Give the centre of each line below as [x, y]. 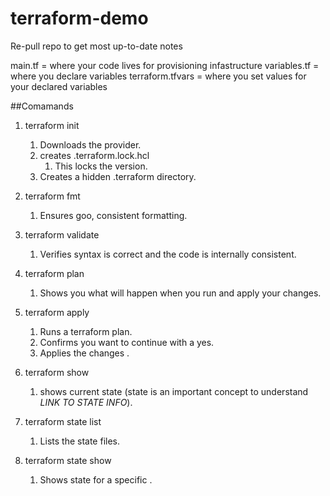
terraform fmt [52, 196]
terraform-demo [79, 18]
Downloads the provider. [90, 144]
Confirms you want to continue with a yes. [127, 342]
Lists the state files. [80, 441]
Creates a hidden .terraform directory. [118, 176]
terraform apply [57, 312]
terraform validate [62, 234]
